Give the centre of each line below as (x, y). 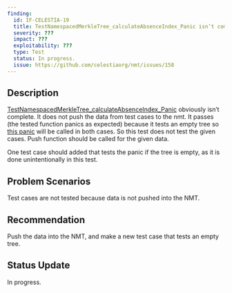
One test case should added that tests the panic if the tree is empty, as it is (114, 152)
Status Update (39, 266)
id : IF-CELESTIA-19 (41, 20)
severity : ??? (33, 33)
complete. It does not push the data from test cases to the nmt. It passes (110, 117)
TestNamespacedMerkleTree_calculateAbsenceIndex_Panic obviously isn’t (113, 110)
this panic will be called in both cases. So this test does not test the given (112, 131)
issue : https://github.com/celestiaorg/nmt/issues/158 (94, 65)
